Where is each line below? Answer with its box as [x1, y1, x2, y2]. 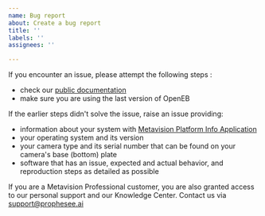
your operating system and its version [19, 133, 145, 143]
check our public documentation [19, 85, 127, 95]
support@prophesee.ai [8, 199, 84, 209]
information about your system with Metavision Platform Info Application [19, 125, 257, 134]
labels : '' [8, 33, 45, 42]
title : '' [8, 26, 41, 34]
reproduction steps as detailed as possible [19, 167, 159, 176]
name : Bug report [8, 11, 66, 20]
